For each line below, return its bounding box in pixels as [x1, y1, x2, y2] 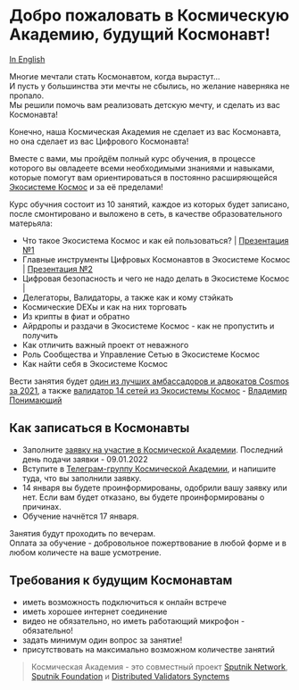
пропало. [9, 90, 45, 101]
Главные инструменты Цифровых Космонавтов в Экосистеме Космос [21, 254, 291, 264]
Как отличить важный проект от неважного [21, 339, 189, 350]
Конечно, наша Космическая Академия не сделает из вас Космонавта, [9, 126, 281, 137]
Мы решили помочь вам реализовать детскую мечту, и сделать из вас [9, 99, 281, 110]
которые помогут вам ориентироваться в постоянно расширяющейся [9, 171, 278, 183]
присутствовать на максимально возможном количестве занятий [21, 644, 275, 654]
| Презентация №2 [21, 263, 94, 274]
